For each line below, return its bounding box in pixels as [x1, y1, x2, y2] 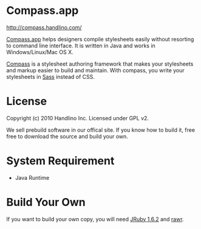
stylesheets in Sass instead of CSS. [6, 73, 95, 80]
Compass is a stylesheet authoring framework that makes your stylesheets [6, 60, 194, 67]
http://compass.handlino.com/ [6, 24, 82, 31]
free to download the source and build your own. [6, 132, 129, 140]
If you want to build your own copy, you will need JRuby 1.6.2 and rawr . [6, 215, 184, 222]
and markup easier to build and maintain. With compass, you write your [6, 66, 185, 73]
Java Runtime [15, 174, 50, 181]
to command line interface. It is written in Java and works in [6, 42, 156, 49]
